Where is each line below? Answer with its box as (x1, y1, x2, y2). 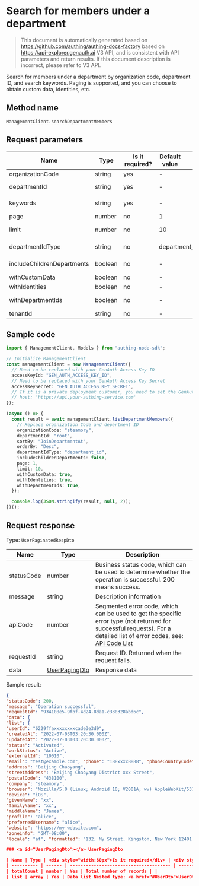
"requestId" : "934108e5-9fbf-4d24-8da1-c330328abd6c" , (6, 709, 145, 715)
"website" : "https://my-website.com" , (6, 825, 102, 831)
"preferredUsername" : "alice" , (6, 819, 84, 825)
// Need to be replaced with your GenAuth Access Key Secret (11, 378, 166, 384)
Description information (95, 592, 161, 601)
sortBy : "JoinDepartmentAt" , (17, 438, 89, 444)
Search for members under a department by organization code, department (6, 73, 191, 80)
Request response (6, 520, 75, 531)
